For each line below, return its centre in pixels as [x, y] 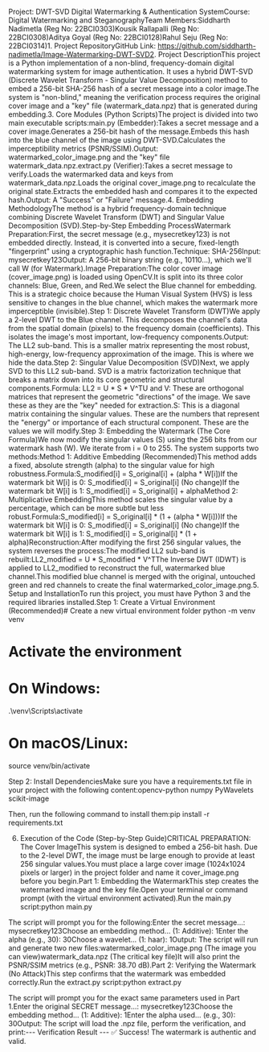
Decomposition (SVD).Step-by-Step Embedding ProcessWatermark [120, 226]
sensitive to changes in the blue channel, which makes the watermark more [133, 302]
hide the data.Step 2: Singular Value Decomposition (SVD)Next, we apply [129, 362]
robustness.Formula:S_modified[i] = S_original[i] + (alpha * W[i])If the [123, 474]
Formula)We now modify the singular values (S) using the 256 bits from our [133, 439]
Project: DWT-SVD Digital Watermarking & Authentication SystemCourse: [129, 12]
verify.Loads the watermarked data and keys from [91, 174]
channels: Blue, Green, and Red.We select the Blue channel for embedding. [132, 286]
